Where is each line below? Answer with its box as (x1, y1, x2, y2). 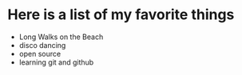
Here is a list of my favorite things (7, 6, 235, 24)
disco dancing (18, 40, 66, 49)
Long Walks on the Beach (18, 32, 104, 41)
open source (18, 49, 61, 58)
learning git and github (18, 57, 94, 67)
